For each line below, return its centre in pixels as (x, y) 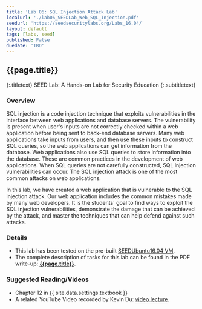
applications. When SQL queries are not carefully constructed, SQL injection (101, 165)
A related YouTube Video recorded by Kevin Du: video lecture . (92, 299)
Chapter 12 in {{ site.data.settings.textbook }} (71, 293)
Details (17, 238)
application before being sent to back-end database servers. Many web (96, 133)
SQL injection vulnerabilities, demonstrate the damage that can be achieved (101, 209)
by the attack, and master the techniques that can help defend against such (100, 215)
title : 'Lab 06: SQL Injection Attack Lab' (62, 12)
